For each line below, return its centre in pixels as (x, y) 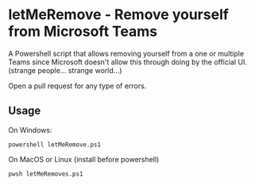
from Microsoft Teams (83, 31)
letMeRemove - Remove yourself (118, 15)
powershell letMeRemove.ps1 (55, 145)
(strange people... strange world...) (65, 70)
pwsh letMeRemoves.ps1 (46, 174)
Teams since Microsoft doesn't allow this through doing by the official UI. (128, 62)
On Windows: (30, 130)
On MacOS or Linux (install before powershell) (84, 159)
